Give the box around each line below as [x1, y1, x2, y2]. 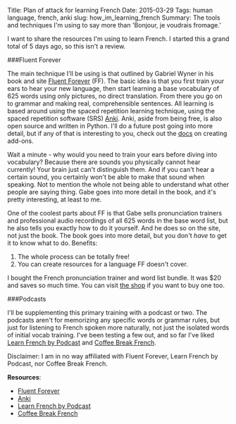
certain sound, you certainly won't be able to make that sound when [7, 173, 205, 181]
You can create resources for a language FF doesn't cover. [17, 260, 188, 268]
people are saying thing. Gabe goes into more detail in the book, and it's [7, 188, 216, 196]
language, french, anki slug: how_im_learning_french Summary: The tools [7, 13, 221, 22]
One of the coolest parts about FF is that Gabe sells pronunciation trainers [7, 209, 223, 217]
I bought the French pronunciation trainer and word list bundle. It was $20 [7, 274, 222, 282]
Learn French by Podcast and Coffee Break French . [7, 338, 156, 347]
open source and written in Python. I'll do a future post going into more [7, 122, 213, 130]
